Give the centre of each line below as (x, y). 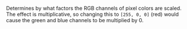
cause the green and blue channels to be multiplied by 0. (75, 20)
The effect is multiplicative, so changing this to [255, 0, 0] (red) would (93, 14)
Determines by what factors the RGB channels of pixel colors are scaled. (94, 8)
